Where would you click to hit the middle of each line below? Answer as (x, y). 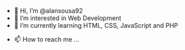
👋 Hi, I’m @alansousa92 (48, 11)
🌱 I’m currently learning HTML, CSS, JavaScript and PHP (96, 25)
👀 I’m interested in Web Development (68, 18)
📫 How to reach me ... (46, 39)
